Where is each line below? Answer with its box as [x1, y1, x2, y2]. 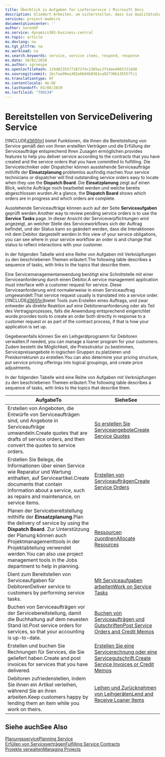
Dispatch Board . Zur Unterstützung [7, 526, 89, 533]
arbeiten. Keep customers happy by [7, 694, 88, 701]
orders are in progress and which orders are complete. [5, 195, 116, 201]
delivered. [7, 667, 31, 674]
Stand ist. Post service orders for [7, 622, 82, 629]
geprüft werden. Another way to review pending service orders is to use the [5, 210, 157, 216]
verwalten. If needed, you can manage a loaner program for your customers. [5, 339, 159, 344]
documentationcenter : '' [5, 21, 56, 26]
